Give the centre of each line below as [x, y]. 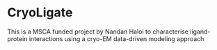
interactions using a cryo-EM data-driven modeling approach [116, 38]
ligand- [200, 32]
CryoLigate [40, 13]
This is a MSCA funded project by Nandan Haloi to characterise [98, 32]
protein [17, 38]
